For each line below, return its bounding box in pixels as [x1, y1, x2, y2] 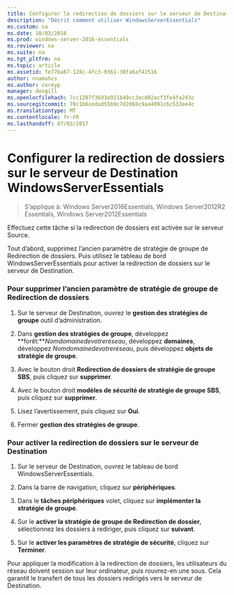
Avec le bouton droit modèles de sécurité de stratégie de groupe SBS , [17, 386, 221, 394]
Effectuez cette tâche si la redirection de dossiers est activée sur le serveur [7, 223, 224, 232]
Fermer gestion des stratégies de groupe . [17, 420, 139, 429]
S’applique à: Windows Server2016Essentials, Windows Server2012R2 [24, 203, 226, 211]
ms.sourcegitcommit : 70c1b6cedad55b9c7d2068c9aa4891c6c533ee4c [7, 101, 195, 108]
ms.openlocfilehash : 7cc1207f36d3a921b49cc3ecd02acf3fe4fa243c [7, 95, 195, 102]
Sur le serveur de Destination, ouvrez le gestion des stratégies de [17, 308, 208, 317]
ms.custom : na [7, 23, 49, 30]
